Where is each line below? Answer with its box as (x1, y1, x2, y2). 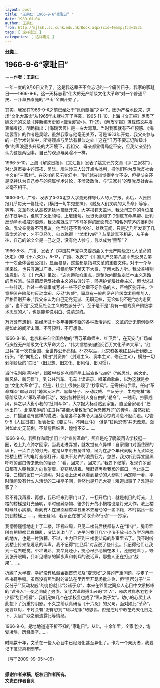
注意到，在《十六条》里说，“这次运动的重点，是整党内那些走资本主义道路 (5, 272, 152, 278)
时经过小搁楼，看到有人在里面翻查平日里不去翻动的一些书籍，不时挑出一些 (5, 507, 154, 512)
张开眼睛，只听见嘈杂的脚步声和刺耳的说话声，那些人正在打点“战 (9, 553, 139, 559)
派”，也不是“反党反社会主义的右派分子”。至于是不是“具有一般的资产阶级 (5, 302, 149, 308)
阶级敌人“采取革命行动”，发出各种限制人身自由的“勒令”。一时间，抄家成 (9, 394, 153, 400)
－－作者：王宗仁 (5, 74, 39, 79)
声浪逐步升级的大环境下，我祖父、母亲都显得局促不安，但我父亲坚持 (15, 143, 152, 149)
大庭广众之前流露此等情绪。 (13, 612, 69, 618)
